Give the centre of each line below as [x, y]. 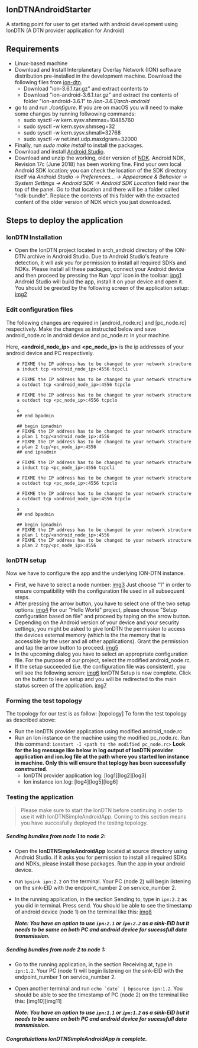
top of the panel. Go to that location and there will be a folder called [97, 189]
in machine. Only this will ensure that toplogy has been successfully [100, 763]
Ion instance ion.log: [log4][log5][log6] [71, 782]
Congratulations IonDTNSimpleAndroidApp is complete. [77, 1039]
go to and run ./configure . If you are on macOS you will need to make [99, 107]
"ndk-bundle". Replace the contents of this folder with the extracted [97, 196]
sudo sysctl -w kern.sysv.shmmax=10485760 [79, 120]
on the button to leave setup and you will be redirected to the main [95, 679]
